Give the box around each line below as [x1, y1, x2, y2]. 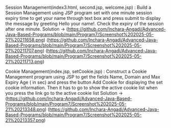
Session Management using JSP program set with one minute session [5, 10, 152, 16]
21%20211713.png [5, 59, 43, 64]
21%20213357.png [5, 117, 44, 123]
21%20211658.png [5, 37, 44, 43]
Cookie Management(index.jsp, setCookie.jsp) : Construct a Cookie [5, 68, 147, 74]
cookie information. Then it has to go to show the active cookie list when [5, 85, 158, 91]
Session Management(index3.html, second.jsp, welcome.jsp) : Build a [5, 5, 152, 10]
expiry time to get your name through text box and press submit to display [5, 15, 161, 21]
